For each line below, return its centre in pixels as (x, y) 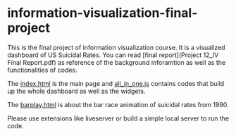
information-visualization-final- (103, 13)
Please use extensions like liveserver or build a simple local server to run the (118, 118)
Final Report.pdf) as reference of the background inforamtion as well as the (117, 62)
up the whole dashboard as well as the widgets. (76, 91)
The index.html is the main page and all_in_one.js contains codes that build (116, 83)
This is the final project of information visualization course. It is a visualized (116, 47)
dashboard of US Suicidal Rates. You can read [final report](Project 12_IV (113, 55)
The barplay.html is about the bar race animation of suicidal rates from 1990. (118, 104)
